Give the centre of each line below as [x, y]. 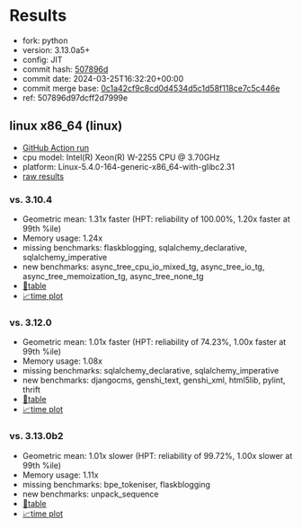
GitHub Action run [56, 147]
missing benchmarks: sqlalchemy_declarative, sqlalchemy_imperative [151, 371]
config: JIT [42, 59]
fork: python [45, 40]
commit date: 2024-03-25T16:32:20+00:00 [103, 78]
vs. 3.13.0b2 [36, 436]
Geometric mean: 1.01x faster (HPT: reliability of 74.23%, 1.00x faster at [154, 342]
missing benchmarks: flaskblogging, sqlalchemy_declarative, [134, 248]
